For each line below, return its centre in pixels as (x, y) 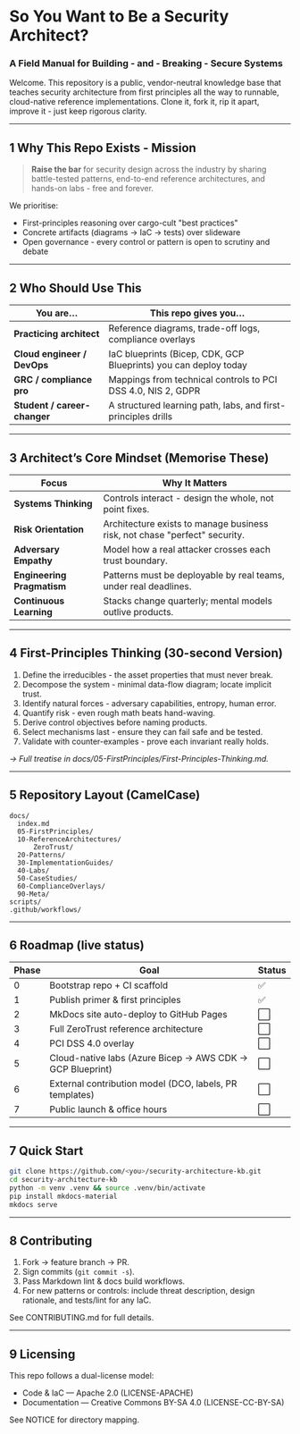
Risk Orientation (49, 529)
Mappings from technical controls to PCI (193, 380)
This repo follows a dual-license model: (82, 1376)
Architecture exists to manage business (186, 523)
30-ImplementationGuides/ (66, 863)
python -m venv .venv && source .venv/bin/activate (107, 1188)
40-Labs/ (33, 870)
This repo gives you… (198, 313)
